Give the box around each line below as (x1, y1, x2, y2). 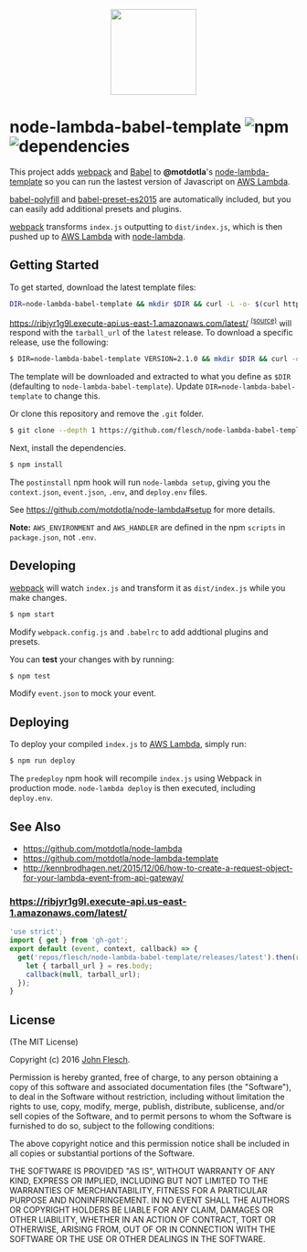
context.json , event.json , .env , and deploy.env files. (9, 486, 207, 498)
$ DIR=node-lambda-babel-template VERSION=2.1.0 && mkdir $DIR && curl (9, 355, 288, 364)
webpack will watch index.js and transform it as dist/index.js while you (9, 582, 286, 594)
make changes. (9, 592, 68, 603)
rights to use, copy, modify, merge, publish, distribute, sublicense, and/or (9, 1101, 285, 1112)
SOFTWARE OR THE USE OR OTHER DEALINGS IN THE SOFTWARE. (9, 1234, 266, 1245)
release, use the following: (9, 337, 109, 348)
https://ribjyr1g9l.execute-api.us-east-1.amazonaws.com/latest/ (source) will (9, 316, 292, 328)
